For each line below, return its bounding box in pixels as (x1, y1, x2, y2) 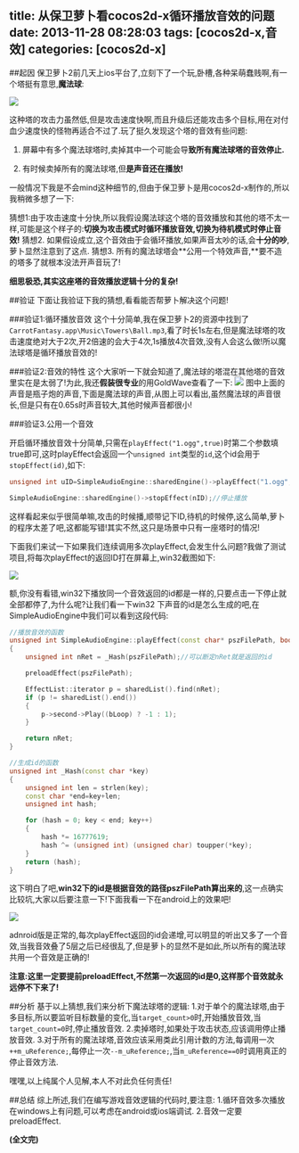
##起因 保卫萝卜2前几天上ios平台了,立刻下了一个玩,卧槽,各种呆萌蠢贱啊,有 (9, 67, 280, 78)
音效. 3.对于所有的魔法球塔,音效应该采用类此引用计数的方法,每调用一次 (16, 1034, 275, 1045)
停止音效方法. (9, 1057, 60, 1067)
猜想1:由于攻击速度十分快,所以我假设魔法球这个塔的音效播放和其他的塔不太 (9, 212, 282, 223)
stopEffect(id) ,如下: (9, 459, 86, 470)
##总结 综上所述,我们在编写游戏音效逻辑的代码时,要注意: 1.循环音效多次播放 (9, 1095, 286, 1106)
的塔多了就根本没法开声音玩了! (9, 257, 122, 268)
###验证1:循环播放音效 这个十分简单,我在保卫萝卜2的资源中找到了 (9, 313, 249, 324)
